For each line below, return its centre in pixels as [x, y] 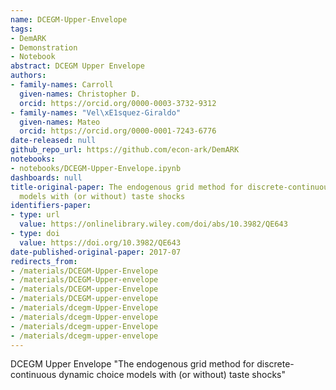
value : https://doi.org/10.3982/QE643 [100, 242]
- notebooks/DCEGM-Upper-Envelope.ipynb [96, 168]
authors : [28, 76]
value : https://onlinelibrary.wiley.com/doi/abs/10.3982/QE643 [153, 224]
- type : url [35, 215]
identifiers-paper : [51, 206]
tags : [21, 29]
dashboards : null [46, 177]
